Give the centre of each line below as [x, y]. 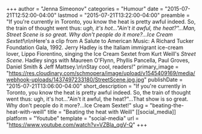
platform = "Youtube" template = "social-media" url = [73, 118]
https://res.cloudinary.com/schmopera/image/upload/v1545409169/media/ [102, 73]
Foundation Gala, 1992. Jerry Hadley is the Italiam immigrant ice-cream [95, 47]
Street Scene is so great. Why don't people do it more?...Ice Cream [90, 35]
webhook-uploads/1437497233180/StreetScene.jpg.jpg [75, 79]
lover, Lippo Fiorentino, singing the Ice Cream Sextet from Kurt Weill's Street [101, 54]
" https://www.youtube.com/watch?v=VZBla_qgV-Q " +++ [77, 125]
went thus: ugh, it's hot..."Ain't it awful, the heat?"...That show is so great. [97, 99]
